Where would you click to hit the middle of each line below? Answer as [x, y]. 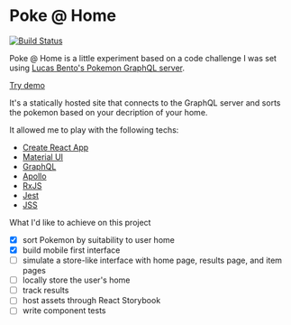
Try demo [27, 85]
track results [45, 291]
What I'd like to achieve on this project [80, 222]
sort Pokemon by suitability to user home [99, 239]
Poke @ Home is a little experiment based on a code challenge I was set [143, 58]
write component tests [64, 311]
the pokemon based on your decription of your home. [109, 112]
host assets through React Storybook [91, 301]
